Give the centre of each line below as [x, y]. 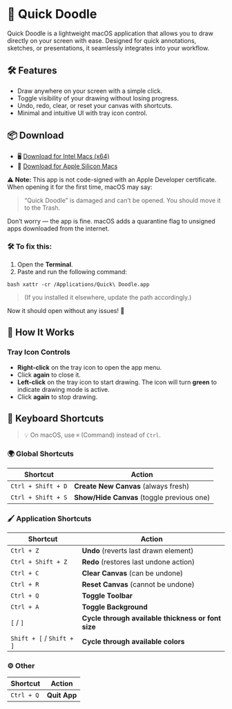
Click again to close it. [49, 375]
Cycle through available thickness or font [152, 618]
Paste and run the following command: [72, 271]
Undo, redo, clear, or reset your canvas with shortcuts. [95, 105]
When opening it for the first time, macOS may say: [80, 187]
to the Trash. [42, 208]
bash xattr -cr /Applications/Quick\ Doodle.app [78, 284]
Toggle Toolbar [107, 595]
